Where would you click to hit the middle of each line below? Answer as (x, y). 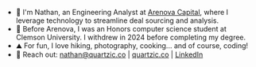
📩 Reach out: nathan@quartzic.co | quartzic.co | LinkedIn (109, 54)
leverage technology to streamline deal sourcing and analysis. (117, 20)
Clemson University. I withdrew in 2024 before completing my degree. (131, 37)
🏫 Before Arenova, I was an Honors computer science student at (121, 29)
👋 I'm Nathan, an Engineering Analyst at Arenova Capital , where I (122, 12)
